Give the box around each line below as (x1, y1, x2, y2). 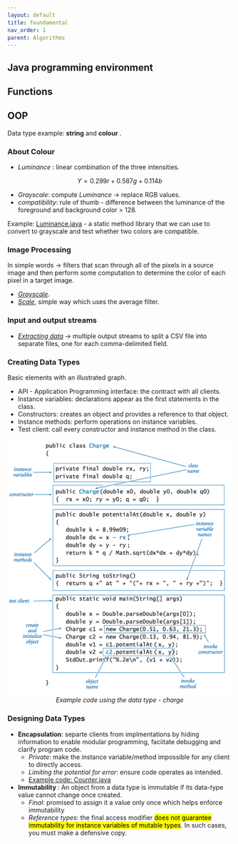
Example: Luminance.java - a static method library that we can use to (7, 220, 210, 228)
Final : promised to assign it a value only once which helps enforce (28, 798, 223, 806)
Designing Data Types (7, 713, 86, 723)
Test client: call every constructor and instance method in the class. (17, 425, 217, 434)
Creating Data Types (7, 357, 81, 367)
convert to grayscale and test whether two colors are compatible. (7, 227, 200, 235)
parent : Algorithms (7, 34, 66, 41)
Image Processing (7, 245, 71, 255)
